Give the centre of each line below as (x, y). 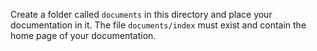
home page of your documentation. (83, 35)
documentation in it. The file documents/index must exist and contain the (158, 25)
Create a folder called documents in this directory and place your (141, 14)
